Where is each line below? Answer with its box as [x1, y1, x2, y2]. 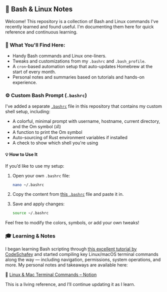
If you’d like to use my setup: [5, 163, 64, 169]
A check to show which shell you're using [12, 140, 98, 146]
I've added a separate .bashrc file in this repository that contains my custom [5, 103, 162, 109]
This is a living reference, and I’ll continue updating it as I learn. [5, 281, 135, 287]
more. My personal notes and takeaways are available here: [5, 261, 128, 268]
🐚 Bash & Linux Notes [5, 5, 73, 14]
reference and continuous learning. [5, 29, 78, 35]
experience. [12, 80, 37, 86]
